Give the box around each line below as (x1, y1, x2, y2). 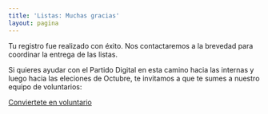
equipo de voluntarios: (8, 81, 82, 92)
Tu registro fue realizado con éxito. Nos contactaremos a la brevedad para (8, 41, 254, 50)
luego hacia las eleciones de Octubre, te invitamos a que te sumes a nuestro (8, 73, 260, 83)
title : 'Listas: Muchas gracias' (8, 11, 120, 20)
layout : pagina (8, 19, 59, 27)
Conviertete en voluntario (8, 97, 92, 107)
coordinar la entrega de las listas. (8, 49, 118, 59)
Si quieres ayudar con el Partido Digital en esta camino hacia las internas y (8, 65, 254, 74)
